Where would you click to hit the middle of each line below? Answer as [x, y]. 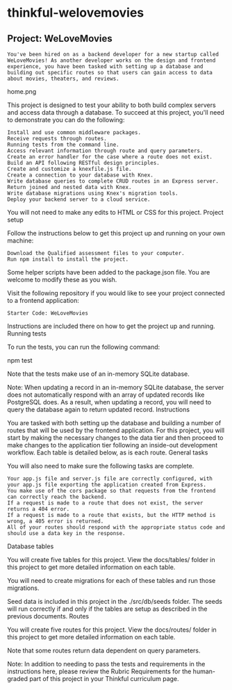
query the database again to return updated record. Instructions [98, 409]
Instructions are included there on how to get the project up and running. [111, 326]
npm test [20, 360]
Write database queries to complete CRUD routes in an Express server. [113, 181]
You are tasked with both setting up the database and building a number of [114, 423]
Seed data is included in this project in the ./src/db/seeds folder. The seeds [115, 601]
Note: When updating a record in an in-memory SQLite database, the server [116, 387]
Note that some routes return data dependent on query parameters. [104, 650]
